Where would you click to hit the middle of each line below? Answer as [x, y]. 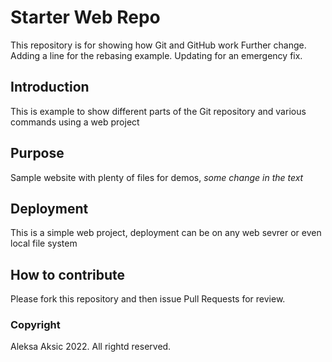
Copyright [35, 325]
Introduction [50, 87]
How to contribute [68, 274]
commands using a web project [75, 122]
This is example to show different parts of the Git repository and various [158, 111]
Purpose [37, 153]
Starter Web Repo [85, 17]
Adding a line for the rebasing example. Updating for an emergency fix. [156, 55]
